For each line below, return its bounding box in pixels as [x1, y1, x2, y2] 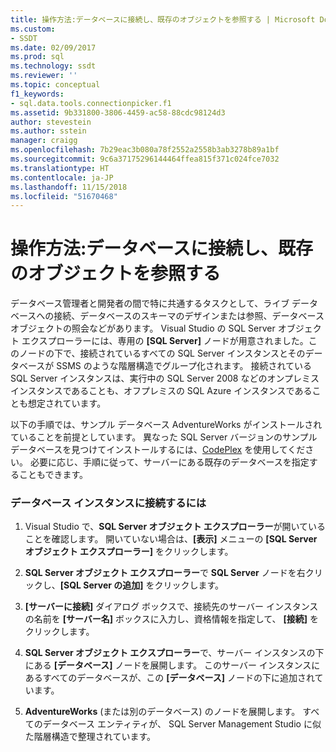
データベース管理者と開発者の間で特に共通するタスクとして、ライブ [10, 297, 290, 310]
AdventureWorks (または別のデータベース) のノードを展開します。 [24, 706, 301, 718]
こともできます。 [18, 469, 89, 481]
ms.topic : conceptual [10, 80, 101, 90]
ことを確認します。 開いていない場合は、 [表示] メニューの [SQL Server [24, 533, 318, 545]
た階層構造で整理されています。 [24, 731, 156, 743]
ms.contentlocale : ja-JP [10, 172, 114, 183]
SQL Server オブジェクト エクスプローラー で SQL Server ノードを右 [24, 567, 306, 579]
